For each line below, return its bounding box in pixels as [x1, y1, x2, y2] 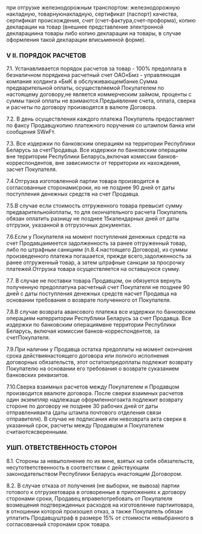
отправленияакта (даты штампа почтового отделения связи [6, 409, 161, 416]
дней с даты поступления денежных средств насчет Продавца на [6, 290, 177, 298]
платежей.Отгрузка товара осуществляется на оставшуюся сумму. [6, 265, 180, 273]
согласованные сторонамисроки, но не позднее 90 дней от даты [6, 184, 175, 192]
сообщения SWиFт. [6, 128, 56, 136]
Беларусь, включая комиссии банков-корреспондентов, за [6, 327, 160, 335]
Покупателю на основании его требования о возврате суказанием [6, 365, 180, 372]
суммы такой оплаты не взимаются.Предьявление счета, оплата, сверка [6, 97, 196, 104]
